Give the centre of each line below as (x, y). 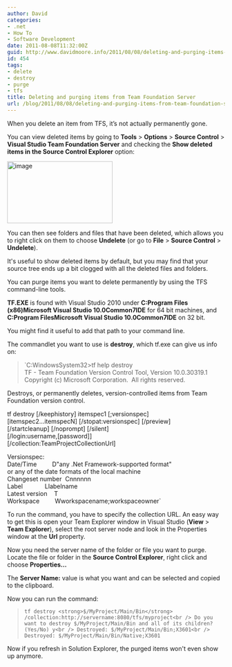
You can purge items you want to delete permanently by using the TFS (107, 282)
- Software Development (41, 39)
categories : (24, 20)
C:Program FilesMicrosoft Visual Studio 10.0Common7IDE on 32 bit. (106, 317)
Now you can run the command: (53, 598)
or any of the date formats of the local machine (74, 471)
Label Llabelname (42, 486)
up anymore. (25, 656)
